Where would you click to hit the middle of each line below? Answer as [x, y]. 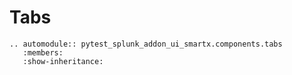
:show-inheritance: [63, 61]
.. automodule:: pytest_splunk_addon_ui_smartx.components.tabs [146, 44]
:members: [43, 52]
